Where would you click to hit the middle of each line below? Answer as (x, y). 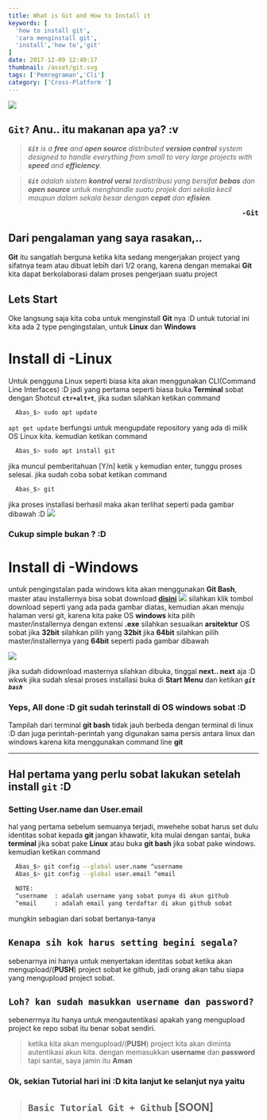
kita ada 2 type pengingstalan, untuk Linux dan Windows (102, 327)
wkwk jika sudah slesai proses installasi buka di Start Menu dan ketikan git (132, 680)
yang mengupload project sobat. (62, 977)
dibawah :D (27, 514)
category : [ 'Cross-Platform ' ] (60, 82)
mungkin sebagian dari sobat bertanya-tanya (82, 918)
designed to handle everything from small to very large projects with (140, 157)
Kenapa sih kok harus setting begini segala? (123, 943)
